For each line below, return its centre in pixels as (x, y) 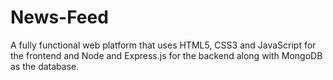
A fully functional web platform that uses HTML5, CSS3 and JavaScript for (163, 45)
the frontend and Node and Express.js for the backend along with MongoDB (166, 55)
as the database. (45, 66)
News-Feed (59, 17)
